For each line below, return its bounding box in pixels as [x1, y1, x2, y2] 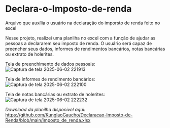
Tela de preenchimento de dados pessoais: [5, 61, 95, 67]
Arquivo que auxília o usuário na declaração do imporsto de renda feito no [5, 20, 160, 26]
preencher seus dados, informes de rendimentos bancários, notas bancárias [5, 46, 165, 52]
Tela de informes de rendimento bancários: [5, 76, 95, 82]
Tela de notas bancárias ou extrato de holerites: [5, 91, 105, 97]
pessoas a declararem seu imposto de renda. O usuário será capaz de [5, 40, 152, 46]
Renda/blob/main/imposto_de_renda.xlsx [5, 117, 91, 123]
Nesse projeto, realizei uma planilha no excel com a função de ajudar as [5, 35, 156, 41]
